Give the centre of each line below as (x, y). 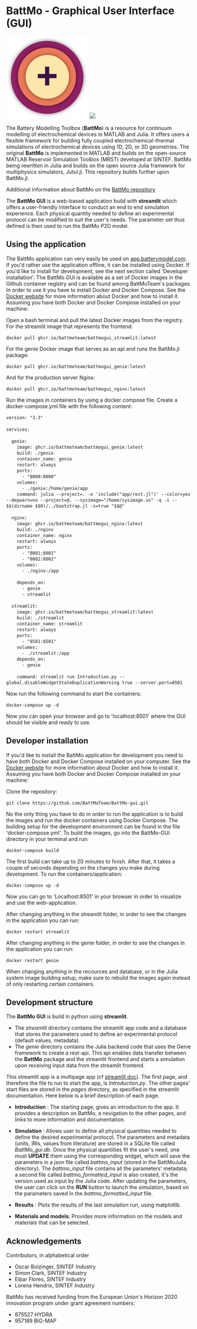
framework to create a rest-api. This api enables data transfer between (100, 1053)
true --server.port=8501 (152, 682)
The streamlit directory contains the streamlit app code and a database (101, 1028)
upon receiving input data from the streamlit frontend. (80, 1065)
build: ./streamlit (41, 618)
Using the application (46, 245)
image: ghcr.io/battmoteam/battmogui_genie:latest (80, 447)
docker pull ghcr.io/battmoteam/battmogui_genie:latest (76, 366)
